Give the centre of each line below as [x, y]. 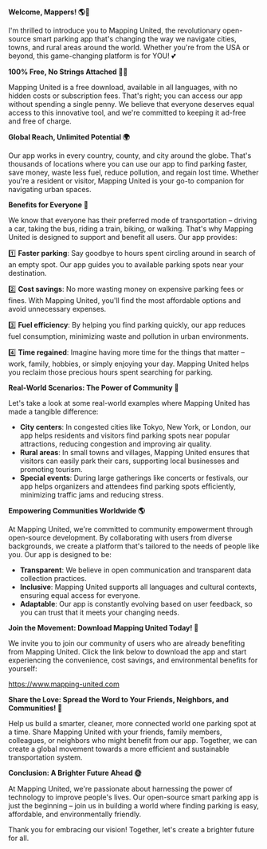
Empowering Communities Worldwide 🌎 [77, 511]
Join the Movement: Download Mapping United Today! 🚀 [104, 628]
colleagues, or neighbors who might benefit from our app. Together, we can [133, 740]
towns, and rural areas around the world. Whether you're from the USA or [129, 47]
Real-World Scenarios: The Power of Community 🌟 [94, 387]
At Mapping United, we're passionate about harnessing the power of [120, 789]
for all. [19, 838]
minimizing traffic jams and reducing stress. [92, 495]
